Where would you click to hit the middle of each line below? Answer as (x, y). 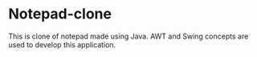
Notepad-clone (60, 14)
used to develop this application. (62, 44)
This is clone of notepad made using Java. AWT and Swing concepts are (128, 36)
